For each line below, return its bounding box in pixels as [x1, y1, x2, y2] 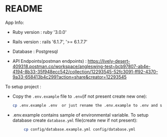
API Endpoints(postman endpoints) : [12, 58, 87, 64]
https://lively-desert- [87, 58, 131, 64]
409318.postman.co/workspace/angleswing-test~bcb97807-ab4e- [12, 63, 151, 69]
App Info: [5, 19, 24, 25]
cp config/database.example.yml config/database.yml [23, 127, 136, 132]
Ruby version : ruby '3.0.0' [12, 29, 67, 35]
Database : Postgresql [12, 48, 58, 54]
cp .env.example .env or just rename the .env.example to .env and [12, 103, 158, 108]
